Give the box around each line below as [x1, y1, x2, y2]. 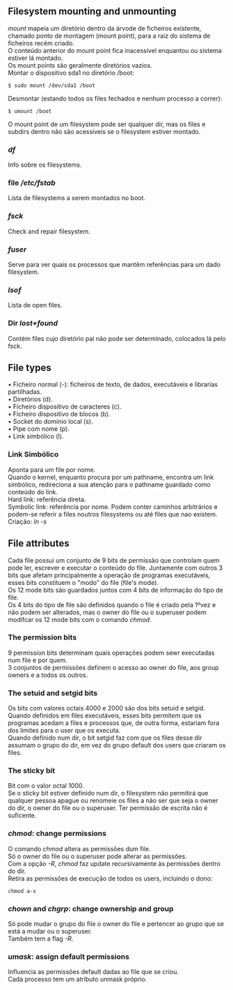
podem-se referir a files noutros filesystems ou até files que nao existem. [8, 510, 218, 518]
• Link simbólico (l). [8, 432, 64, 441]
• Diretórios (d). [8, 395, 53, 404]
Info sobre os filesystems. [8, 160, 82, 169]
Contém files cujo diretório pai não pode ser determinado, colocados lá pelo [8, 334, 226, 342]
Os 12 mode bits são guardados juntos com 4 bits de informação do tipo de [8, 586, 223, 594]
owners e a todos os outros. [8, 671, 88, 679]
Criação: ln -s [8, 517, 47, 526]
